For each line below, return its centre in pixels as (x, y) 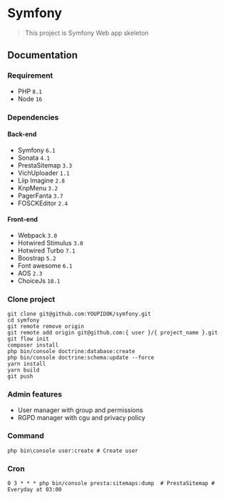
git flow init (28, 339)
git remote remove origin (46, 327)
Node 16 (30, 98)
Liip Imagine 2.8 (41, 180)
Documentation (43, 55)
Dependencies (33, 117)
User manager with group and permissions (80, 410)
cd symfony (23, 320)
